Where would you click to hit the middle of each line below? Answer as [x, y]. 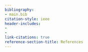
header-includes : [23, 24]
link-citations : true [27, 38]
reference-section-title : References [44, 42]
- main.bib [16, 14]
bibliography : [19, 10]
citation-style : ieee [27, 19]
